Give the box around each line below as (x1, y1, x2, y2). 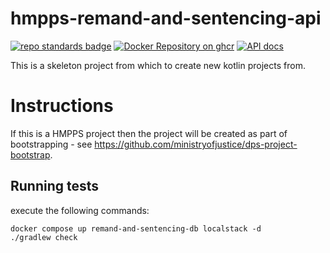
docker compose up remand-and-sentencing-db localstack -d (10, 223, 262, 234)
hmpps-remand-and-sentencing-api (10, 7, 322, 30)
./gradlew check (10, 232, 78, 242)
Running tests (10, 178, 100, 195)
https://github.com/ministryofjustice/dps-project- (94, 138, 298, 150)
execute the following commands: (10, 204, 150, 216)
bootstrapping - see (10, 138, 93, 150)
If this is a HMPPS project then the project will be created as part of (10, 127, 288, 139)
